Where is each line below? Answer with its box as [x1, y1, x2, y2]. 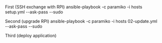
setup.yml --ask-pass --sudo [5, 9, 63, 15]
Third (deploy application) [5, 33, 57, 38]
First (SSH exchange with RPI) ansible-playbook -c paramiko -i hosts [5, 4, 143, 10]
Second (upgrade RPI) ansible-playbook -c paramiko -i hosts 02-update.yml [5, 19, 158, 24]
